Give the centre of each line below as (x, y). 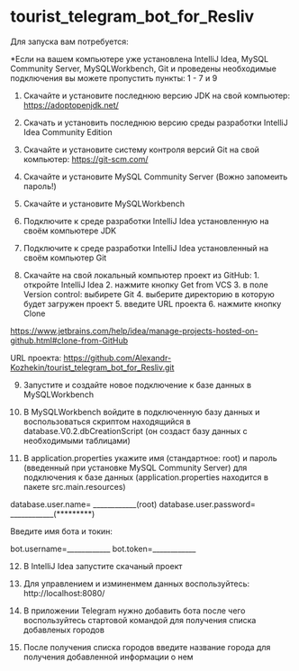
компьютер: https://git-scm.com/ (86, 159)
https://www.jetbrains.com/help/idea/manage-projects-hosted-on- (135, 331)
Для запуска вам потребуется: (69, 41)
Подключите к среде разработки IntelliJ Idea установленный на (146, 248)
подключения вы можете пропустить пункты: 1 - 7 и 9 (114, 77)
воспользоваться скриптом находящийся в (107, 422)
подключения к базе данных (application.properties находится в (146, 477)
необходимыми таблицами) (77, 440)
